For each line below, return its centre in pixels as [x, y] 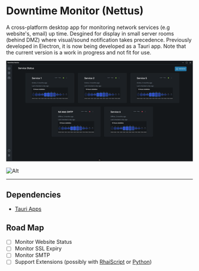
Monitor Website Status [43, 242]
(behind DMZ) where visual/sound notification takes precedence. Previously [99, 40]
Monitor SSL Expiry [38, 249]
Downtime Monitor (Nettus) [75, 11]
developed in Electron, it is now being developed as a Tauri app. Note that [96, 46]
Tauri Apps [28, 209]
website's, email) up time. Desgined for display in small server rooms [90, 33]
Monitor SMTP [32, 255]
